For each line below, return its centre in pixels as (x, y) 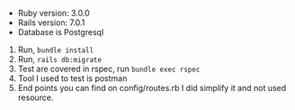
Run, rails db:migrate (59, 59)
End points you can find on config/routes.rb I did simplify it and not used (152, 88)
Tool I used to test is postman (72, 78)
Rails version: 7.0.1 (51, 23)
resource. (36, 97)
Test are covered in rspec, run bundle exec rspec (109, 69)
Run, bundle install (56, 50)
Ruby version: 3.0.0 (54, 13)
